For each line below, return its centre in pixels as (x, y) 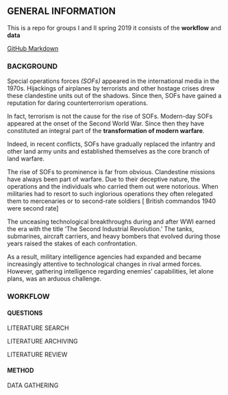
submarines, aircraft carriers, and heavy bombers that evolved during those (114, 237)
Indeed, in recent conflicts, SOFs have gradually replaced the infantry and (111, 144)
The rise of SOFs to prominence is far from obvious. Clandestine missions (111, 172)
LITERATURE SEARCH (38, 328)
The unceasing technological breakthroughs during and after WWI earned (111, 222)
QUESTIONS (25, 313)
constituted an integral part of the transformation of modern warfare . (106, 131)
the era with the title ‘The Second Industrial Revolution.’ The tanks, (101, 229)
